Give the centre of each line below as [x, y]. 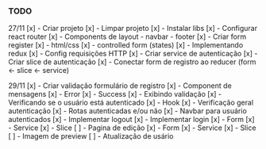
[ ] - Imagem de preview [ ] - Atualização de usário [91, 136]
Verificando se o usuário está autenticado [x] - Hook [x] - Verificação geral [131, 103]
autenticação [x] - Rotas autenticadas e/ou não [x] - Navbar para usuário [128, 111]
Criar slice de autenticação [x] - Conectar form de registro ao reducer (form [132, 62]
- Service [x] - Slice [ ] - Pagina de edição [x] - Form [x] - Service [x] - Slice [132, 128]
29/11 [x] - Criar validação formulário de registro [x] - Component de [120, 86]
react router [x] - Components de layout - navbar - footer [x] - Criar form [127, 36]
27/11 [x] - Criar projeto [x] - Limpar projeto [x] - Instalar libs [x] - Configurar [133, 29]
